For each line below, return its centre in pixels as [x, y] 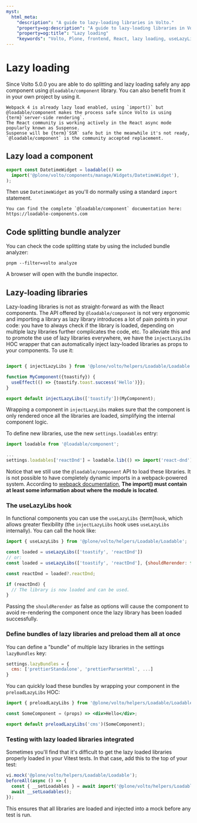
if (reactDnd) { [26, 584]
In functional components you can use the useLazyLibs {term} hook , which [94, 518]
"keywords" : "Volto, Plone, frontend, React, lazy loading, [91, 39]
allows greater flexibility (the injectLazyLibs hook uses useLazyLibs [88, 525]
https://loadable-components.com [47, 214]
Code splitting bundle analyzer [64, 232]
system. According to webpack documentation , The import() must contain [97, 484]
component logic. [27, 422]
